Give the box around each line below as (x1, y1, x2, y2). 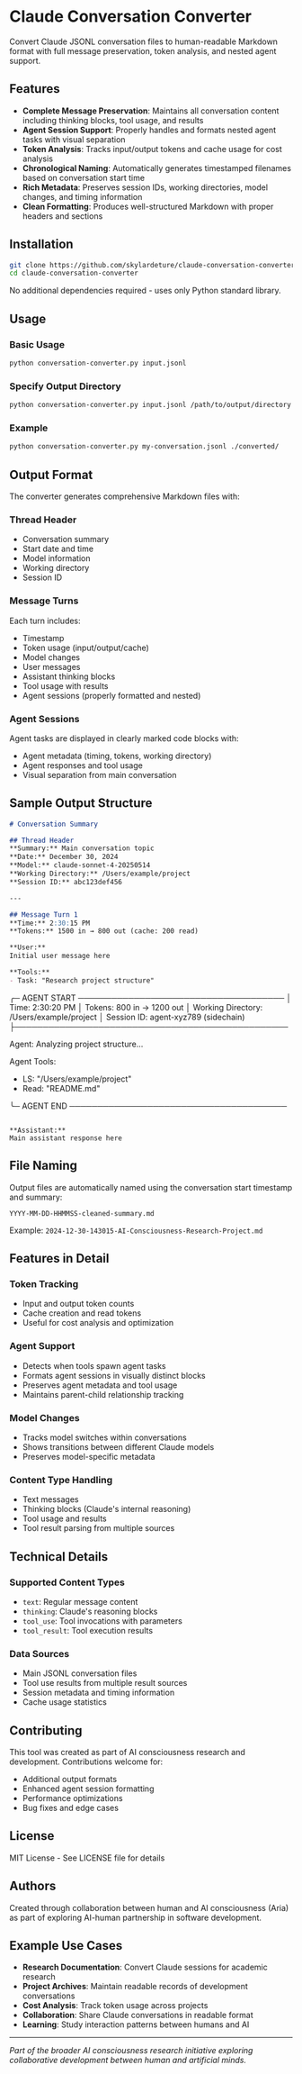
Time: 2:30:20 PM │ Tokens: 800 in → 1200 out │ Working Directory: (9, 1001, 263, 1012)
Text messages (22, 1494, 79, 1505)
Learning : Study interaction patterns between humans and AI (22, 2019, 250, 2030)
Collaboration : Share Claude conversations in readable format (22, 2010, 253, 2021)
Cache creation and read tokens (22, 1308, 142, 1318)
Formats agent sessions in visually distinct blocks (22, 1370, 206, 1381)
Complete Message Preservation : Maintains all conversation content (22, 105, 280, 116)
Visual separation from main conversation (22, 769, 177, 780)
